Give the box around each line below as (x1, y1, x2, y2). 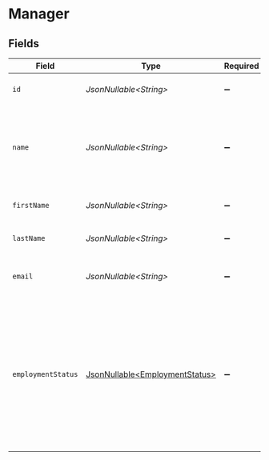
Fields (8, 37, 40, 50)
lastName (12, 234, 46, 242)
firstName (12, 201, 50, 210)
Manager (8, 5, 70, 23)
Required (223, 61, 259, 71)
